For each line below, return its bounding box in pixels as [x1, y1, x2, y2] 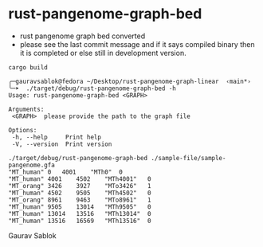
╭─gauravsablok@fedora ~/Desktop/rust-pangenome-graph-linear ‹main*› [8, 77, 251, 85]
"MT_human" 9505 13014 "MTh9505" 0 [8, 202, 151, 211]
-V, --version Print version [11, 140, 112, 148]
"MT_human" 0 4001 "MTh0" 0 [8, 168, 124, 176]
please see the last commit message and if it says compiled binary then [19, 39, 255, 49]
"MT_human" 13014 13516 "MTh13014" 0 [8, 210, 151, 218]
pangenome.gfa [8, 161, 56, 169]
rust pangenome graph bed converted [19, 31, 146, 41]
